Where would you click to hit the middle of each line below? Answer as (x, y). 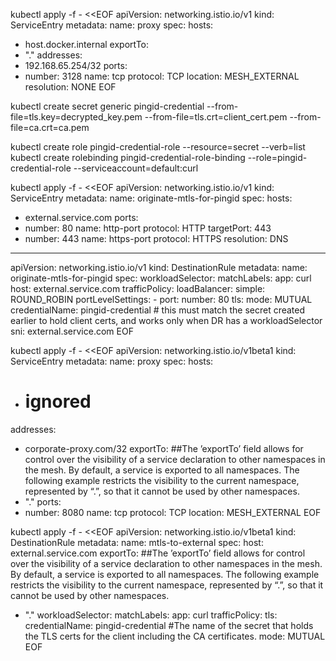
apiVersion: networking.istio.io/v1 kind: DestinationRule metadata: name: (159, 267)
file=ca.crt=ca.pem (50, 127)
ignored (58, 401)
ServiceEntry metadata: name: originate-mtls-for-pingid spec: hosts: (151, 198)
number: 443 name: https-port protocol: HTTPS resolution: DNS (156, 238)
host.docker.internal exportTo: (87, 44)
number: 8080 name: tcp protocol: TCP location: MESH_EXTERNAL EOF (173, 512)
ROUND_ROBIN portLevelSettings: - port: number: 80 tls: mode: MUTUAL (161, 299)
